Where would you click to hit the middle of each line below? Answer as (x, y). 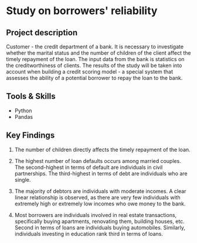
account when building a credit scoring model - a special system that (90, 71)
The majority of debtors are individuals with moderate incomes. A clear (100, 191)
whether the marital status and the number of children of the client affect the (99, 53)
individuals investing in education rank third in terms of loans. (89, 234)
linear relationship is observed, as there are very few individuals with (97, 197)
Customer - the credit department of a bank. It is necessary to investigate (95, 46)
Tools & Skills (31, 96)
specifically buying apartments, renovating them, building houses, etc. (99, 221)
